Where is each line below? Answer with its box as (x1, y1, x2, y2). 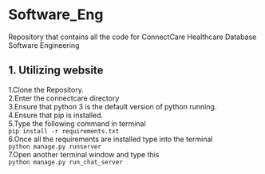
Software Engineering (8, 40, 80, 49)
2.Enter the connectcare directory (8, 93, 120, 103)
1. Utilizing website (8, 64, 104, 77)
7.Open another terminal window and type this (8, 149, 160, 159)
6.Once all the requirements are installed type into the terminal (8, 134, 213, 144)
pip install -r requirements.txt (8, 127, 120, 135)
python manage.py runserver (8, 142, 102, 151)
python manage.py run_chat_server (8, 158, 124, 166)
